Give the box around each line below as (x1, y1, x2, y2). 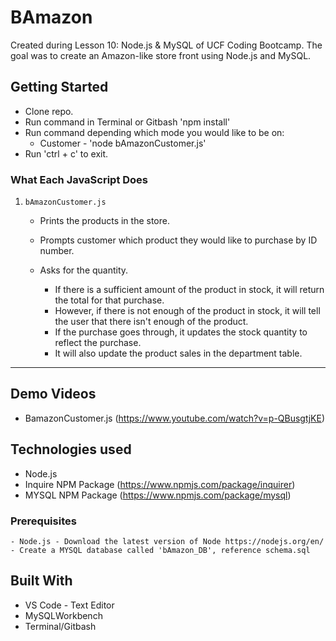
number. (39, 245, 75, 257)
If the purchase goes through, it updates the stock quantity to (54, 326, 308, 338)
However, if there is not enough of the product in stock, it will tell (54, 305, 321, 317)
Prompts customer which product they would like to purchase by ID (39, 234, 318, 246)
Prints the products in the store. (39, 215, 170, 227)
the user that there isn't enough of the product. (54, 316, 249, 328)
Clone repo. (24, 105, 74, 117)
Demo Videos (10, 386, 97, 403)
